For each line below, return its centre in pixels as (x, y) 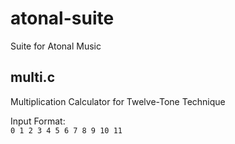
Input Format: (38, 121)
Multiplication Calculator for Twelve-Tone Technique (118, 101)
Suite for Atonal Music (56, 46)
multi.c (32, 77)
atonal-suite (62, 18)
